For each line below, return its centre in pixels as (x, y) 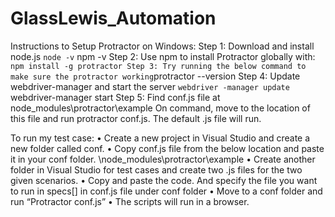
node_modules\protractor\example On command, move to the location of (160, 108)
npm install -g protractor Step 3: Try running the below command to (158, 66)
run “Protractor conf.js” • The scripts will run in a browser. (130, 201)
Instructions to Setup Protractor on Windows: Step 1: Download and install (162, 46)
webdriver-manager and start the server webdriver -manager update (150, 86)
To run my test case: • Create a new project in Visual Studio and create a (160, 138)
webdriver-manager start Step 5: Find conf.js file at (115, 97)
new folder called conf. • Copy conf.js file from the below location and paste (167, 148)
